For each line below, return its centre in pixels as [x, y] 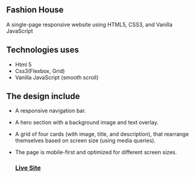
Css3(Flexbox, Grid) [40, 71]
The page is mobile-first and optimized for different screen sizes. [96, 152]
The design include [43, 96]
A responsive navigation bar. [50, 111]
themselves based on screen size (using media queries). [85, 141]
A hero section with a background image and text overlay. [87, 123]
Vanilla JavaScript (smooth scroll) [57, 77]
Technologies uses [43, 50]
